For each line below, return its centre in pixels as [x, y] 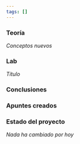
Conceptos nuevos [29, 45]
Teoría [16, 32]
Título [13, 74]
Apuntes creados [32, 106]
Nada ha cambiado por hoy [40, 134]
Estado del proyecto [36, 121]
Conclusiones [27, 90]
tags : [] [17, 12]
